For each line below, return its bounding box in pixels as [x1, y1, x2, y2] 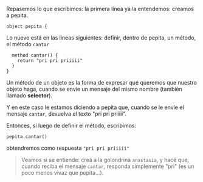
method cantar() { [12, 52, 59, 58]
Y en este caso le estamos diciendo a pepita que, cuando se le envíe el [6, 103, 184, 111]
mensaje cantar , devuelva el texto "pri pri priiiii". [6, 110, 127, 117]
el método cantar [6, 41, 50, 47]
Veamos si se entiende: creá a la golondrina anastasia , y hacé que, [21, 156, 190, 163]
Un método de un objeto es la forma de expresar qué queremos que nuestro [6, 79, 198, 86]
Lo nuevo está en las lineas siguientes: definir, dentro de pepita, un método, [6, 34, 196, 41]
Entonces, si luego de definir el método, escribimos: [6, 122, 137, 129]
